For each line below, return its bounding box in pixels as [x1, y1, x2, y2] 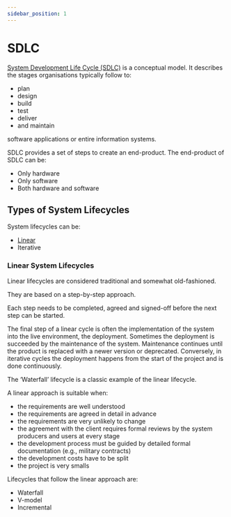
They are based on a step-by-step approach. [7, 290, 136, 298]
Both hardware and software [17, 184, 99, 192]
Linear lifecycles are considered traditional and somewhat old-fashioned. [7, 277, 217, 285]
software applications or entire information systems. [7, 134, 157, 143]
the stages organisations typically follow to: [7, 70, 132, 79]
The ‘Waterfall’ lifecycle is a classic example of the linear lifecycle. [7, 375, 197, 383]
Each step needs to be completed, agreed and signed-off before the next [7, 304, 217, 312]
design [17, 91, 38, 100]
